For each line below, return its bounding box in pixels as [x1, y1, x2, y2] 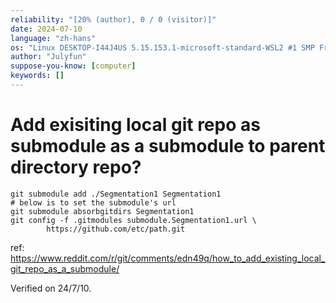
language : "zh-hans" [10, 33, 97, 43]
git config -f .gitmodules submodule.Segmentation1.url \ [10, 215, 257, 225]
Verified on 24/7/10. [10, 282, 92, 294]
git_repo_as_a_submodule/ [10, 262, 120, 275]
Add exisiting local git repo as [10, 114, 261, 136]
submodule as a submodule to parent [10, 135, 326, 158]
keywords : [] [10, 71, 65, 81]
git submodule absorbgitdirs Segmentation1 [10, 206, 195, 216]
